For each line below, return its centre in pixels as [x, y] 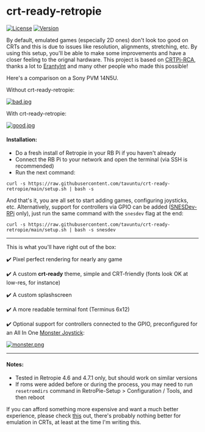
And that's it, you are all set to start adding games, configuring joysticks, [97, 201]
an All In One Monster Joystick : [46, 333]
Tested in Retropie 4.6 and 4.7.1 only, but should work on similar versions [106, 378]
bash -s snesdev [95, 230]
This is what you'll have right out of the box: [61, 247]
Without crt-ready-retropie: [41, 89]
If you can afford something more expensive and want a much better [92, 409]
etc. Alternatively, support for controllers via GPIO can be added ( [88, 207]
